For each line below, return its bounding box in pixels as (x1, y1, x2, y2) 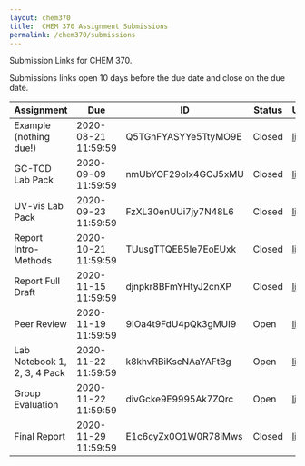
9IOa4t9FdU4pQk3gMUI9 (125, 318, 237, 331)
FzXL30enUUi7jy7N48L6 (125, 205, 234, 218)
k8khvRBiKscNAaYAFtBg (125, 355, 231, 368)
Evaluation (14, 399, 59, 411)
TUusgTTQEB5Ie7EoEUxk (125, 243, 237, 255)
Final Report (14, 431, 66, 443)
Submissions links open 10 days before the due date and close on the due (9, 73, 286, 84)
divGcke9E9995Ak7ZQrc (125, 392, 234, 405)
